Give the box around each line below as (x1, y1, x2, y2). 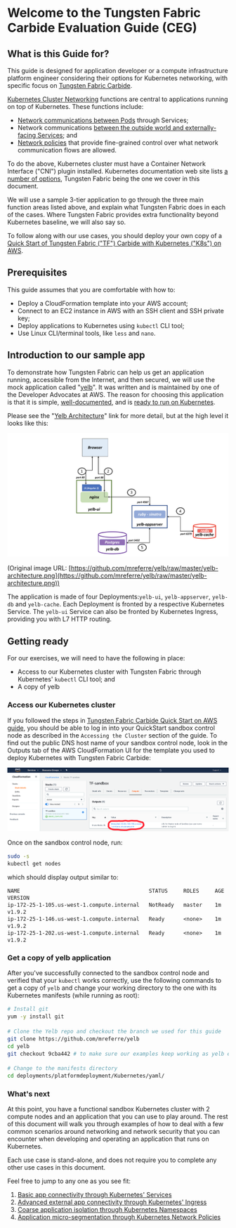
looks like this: (7, 419, 49, 427)
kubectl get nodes (7, 861, 61, 868)
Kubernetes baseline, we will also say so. (7, 218, 126, 226)
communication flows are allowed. (17, 146, 117, 154)
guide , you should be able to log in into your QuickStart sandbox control (7, 724, 216, 732)
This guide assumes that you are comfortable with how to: (7, 285, 176, 294)
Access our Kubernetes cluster (7, 700, 116, 710)
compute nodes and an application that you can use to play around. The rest (7, 1112, 228, 1121)
